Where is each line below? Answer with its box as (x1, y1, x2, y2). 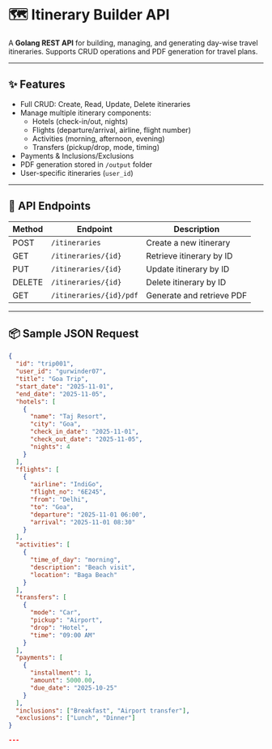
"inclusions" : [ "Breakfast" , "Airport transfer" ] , (15, 706, 190, 715)
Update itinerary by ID (146, 263, 230, 275)
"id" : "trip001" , (15, 360, 74, 368)
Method (12, 223, 44, 234)
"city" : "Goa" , (29, 420, 82, 429)
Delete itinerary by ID (146, 276, 227, 288)
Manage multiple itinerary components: (19, 108, 151, 118)
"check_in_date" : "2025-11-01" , (29, 428, 139, 436)
